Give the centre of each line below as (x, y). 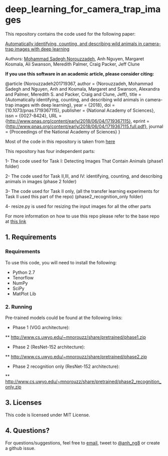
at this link (16, 221)
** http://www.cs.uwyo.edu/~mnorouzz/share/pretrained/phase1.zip (76, 337)
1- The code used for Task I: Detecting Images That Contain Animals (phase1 (84, 161)
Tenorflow (23, 277)
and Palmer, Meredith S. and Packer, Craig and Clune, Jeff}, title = (73, 94)
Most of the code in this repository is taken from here (60, 141)
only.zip (13, 387)
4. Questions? (28, 431)
